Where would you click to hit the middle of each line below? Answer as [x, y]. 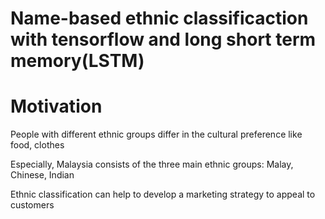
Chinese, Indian [42, 175]
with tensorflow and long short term [163, 39]
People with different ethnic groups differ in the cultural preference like [156, 134]
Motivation [56, 106]
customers [32, 205]
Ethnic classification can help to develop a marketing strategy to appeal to [163, 194]
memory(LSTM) [77, 61]
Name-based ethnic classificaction [159, 18]
